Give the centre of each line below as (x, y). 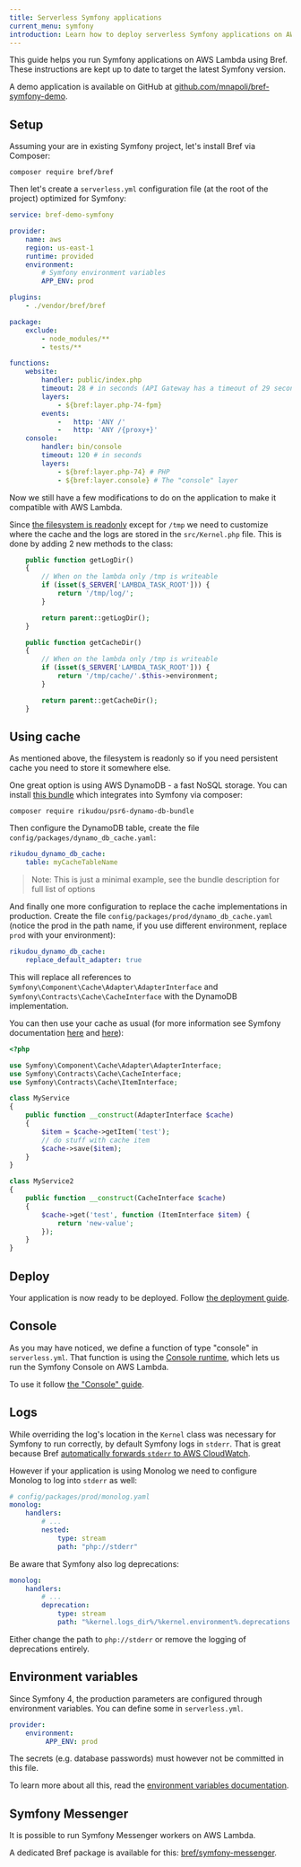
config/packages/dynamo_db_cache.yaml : (83, 837)
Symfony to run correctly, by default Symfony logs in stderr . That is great (145, 1444)
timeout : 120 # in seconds (92, 456)
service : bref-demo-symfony (62, 215)
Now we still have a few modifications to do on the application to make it (143, 497)
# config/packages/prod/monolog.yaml (80, 1497)
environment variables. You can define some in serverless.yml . (126, 1708)
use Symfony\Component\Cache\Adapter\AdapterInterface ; (116, 1066)
